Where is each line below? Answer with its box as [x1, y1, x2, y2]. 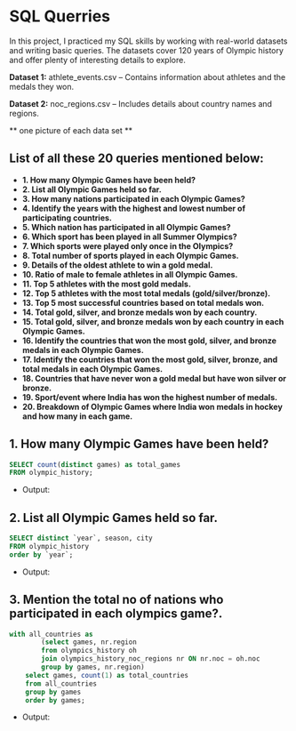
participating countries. [21, 212, 113, 223]
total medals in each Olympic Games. [21, 363, 163, 374]
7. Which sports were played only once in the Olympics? [21, 240, 234, 251]
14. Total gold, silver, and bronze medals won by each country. [21, 307, 258, 317]
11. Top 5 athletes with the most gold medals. [21, 278, 191, 289]
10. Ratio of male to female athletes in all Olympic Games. [21, 269, 238, 279]
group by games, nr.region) [41, 663, 145, 672]
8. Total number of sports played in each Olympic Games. [21, 250, 239, 261]
